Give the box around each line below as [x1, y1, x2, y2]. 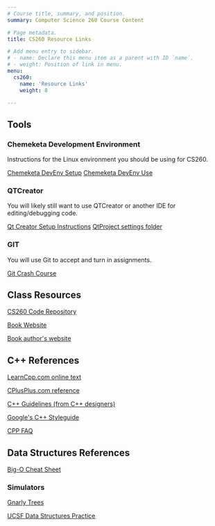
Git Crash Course [7, 269, 57, 278]
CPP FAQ [7, 427, 33, 435]
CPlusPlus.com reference [7, 387, 80, 395]
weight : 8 [19, 87, 49, 94]
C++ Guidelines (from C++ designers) [7, 400, 116, 408]
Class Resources [7, 289, 82, 301]
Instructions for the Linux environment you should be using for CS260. [7, 155, 208, 164]
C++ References [7, 355, 80, 366]
